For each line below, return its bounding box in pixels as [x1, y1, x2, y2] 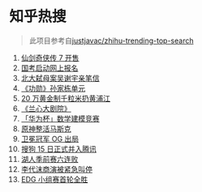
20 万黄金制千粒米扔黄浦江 [20, 93, 111, 103]
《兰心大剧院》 [20, 103, 71, 113]
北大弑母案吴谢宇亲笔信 [20, 73, 100, 83]
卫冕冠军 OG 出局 [20, 134, 80, 143]
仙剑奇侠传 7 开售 [20, 53, 80, 62]
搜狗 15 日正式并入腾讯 [20, 143, 97, 154]
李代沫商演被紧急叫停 [20, 164, 92, 174]
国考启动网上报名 [20, 62, 79, 73]
